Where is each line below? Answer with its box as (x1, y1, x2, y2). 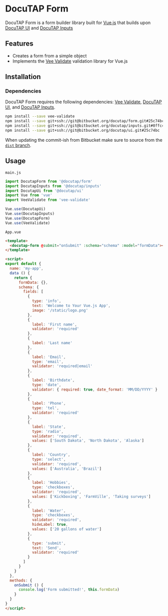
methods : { (9, 578, 32, 583)
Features (5, 40, 33, 48)
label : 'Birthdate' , (31, 378, 75, 383)
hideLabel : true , (31, 522, 68, 527)
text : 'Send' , (31, 545, 61, 550)
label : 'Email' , (31, 354, 66, 360)
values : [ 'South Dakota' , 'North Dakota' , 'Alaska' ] (31, 438, 144, 443)
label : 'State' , (31, 424, 66, 429)
